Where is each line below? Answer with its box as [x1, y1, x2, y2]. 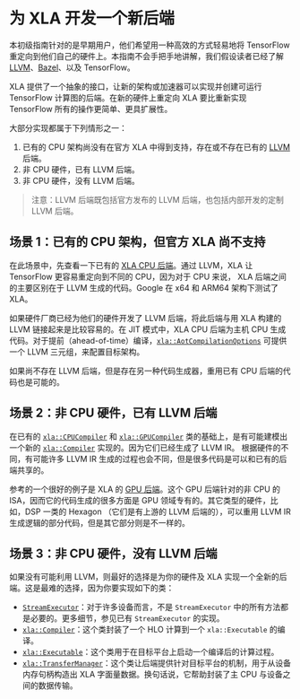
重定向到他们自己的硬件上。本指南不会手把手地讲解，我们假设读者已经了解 [9, 50, 284, 61]
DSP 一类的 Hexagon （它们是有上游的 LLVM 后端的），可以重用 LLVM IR [24, 506, 291, 517]
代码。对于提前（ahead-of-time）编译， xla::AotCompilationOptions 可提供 [9, 335, 287, 345]
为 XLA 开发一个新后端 [9, 8, 175, 29]
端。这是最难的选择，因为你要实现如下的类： [9, 582, 175, 593]
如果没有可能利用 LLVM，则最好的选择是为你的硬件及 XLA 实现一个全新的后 [9, 572, 288, 582]
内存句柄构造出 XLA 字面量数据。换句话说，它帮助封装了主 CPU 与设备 [21, 669, 284, 680]
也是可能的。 [16, 376, 64, 387]
